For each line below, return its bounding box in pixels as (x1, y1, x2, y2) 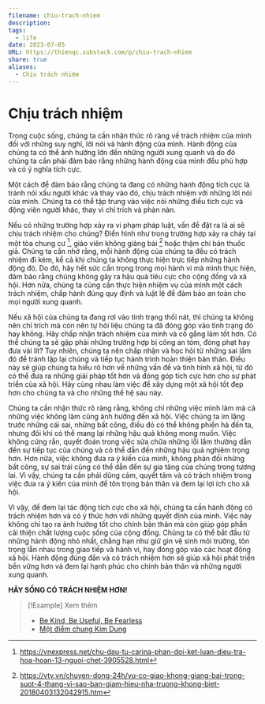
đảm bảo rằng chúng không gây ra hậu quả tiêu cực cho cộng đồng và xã (8, 272, 247, 282)
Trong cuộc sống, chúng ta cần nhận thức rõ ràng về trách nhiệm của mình (8, 131, 252, 140)
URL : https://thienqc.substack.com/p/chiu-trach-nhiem (8, 48, 192, 56)
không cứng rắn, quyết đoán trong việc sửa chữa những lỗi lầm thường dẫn (8, 437, 252, 447)
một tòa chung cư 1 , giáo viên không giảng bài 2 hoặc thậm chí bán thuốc (8, 237, 246, 248)
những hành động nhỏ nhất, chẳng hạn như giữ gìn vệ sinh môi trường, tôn (8, 536, 250, 546)
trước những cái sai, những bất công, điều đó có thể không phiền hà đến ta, (8, 420, 254, 430)
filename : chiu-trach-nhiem (8, 11, 101, 20)
